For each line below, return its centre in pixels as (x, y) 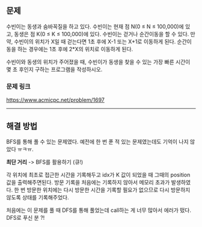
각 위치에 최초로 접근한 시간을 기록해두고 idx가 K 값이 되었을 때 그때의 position (98, 175)
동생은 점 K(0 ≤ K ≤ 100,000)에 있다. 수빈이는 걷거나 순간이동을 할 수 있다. (102, 34)
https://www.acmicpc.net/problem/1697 (56, 100)
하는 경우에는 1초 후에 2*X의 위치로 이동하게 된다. (75, 49)
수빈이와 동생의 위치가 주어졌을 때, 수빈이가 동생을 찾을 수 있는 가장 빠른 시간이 (98, 61)
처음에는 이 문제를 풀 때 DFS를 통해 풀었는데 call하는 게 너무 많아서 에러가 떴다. (99, 210)
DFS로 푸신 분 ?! (26, 217)
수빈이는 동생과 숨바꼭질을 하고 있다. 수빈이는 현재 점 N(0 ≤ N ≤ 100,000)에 (95, 26)
